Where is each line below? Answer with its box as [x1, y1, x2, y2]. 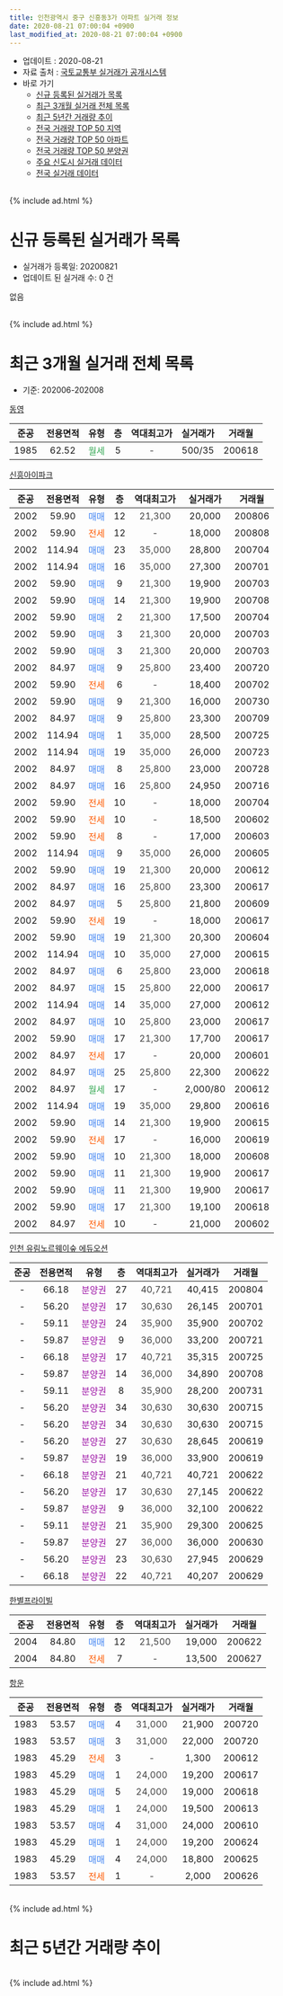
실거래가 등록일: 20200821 [22, 262, 119, 272]
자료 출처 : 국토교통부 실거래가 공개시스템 [22, 67, 167, 77]
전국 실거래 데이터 [35, 168, 99, 179]
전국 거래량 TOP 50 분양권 [35, 146, 128, 156]
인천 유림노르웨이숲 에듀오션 [9, 1243, 109, 1254]
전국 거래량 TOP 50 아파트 [35, 134, 128, 145]
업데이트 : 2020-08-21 [22, 56, 103, 67]
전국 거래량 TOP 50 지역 [35, 123, 121, 134]
